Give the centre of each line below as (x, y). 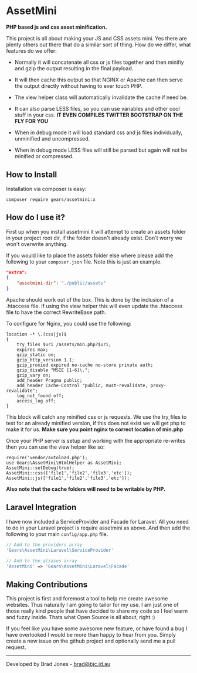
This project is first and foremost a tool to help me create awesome (87, 599)
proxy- (158, 386)
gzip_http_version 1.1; (46, 360)
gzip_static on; (37, 355)
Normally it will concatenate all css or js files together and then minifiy (99, 62)
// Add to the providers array (44, 545)
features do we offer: (31, 50)
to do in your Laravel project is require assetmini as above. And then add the (98, 528)
